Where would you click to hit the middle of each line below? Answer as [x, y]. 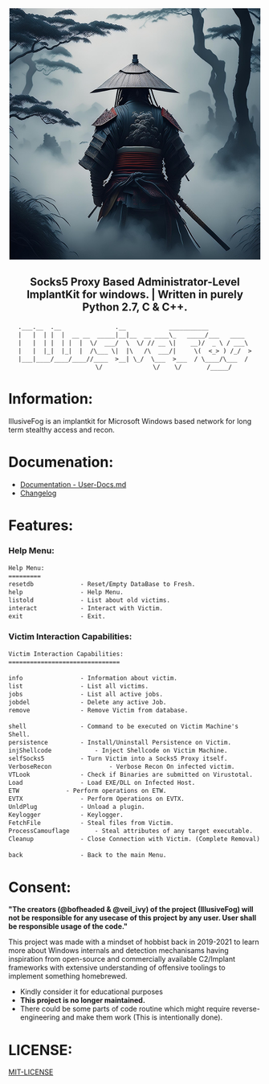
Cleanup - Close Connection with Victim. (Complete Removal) [134, 840]
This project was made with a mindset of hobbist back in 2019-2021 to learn [134, 942]
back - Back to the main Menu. [88, 856]
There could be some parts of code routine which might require [125, 1009]
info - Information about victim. [93, 679]
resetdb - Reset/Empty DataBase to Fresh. [102, 585]
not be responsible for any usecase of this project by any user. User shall [132, 918]
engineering [40, 1017]
